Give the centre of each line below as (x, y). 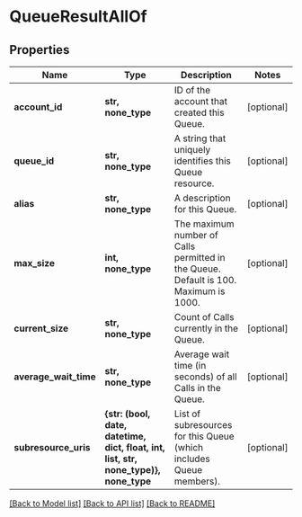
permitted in (200, 258)
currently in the (206, 328)
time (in (190, 365)
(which (189, 447)
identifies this (202, 161)
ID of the (192, 90)
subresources (203, 425)
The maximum (204, 224)
